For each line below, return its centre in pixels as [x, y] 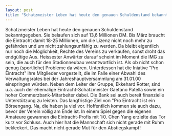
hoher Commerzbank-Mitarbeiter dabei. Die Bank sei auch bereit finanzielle [85, 95]
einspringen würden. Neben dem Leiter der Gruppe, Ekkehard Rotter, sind [83, 84]
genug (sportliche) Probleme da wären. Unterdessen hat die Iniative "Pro [82, 68]
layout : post [19, 10]
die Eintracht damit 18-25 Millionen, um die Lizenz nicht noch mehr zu [79, 40]
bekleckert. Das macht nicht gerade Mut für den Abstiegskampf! [73, 128]
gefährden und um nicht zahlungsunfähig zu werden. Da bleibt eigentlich [82, 46]
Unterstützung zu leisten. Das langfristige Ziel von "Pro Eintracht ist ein [80, 100]
